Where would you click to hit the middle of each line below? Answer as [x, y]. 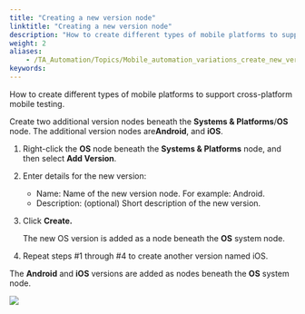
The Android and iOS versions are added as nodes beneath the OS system [150, 273]
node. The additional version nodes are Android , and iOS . [117, 131]
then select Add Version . [69, 158]
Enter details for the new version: [84, 176]
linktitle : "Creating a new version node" [91, 26]
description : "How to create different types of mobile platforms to [144, 34]
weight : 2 [28, 43]
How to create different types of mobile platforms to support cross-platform [151, 94]
